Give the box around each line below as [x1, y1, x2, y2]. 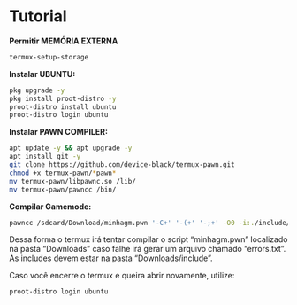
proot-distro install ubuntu [9, 102, 117, 112]
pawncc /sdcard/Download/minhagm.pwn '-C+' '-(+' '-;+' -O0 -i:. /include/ [9, 218, 291, 227]
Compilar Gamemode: [9, 201, 92, 212]
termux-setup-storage [9, 52, 89, 61]
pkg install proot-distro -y [9, 94, 117, 103]
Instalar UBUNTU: [9, 68, 76, 79]
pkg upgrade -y [9, 86, 65, 95]
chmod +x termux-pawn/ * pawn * [9, 168, 117, 177]
